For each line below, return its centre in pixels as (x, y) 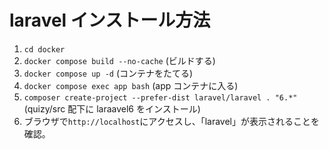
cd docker (44, 49)
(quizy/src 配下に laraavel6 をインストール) (112, 108)
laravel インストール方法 (110, 20)
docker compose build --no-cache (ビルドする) (119, 60)
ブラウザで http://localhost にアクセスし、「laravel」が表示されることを (171, 121)
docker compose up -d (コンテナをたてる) (108, 73)
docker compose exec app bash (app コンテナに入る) (131, 85)
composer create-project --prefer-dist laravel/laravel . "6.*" (160, 97)
